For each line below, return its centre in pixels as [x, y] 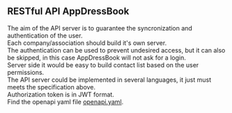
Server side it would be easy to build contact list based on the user [103, 64]
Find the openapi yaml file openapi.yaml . [65, 102]
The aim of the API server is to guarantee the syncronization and [100, 28]
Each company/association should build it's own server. [87, 43]
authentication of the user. [45, 35]
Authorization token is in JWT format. [61, 94]
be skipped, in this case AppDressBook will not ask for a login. [96, 58]
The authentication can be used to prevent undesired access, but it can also [116, 50]
